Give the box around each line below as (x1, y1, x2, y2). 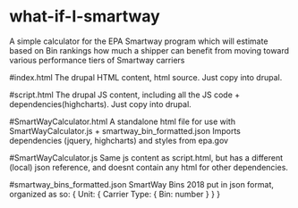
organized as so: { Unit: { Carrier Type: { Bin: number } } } (9, 188, 221, 199)
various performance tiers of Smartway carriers (9, 54, 185, 65)
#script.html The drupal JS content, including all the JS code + (9, 89, 240, 100)
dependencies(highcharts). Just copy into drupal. (9, 98, 192, 109)
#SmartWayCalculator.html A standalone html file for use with (9, 116, 235, 127)
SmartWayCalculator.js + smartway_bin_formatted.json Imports (9, 125, 242, 136)
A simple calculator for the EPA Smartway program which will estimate (9, 36, 268, 46)
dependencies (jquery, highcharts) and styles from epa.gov (9, 135, 229, 146)
